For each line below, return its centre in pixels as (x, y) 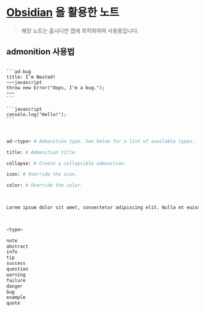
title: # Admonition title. (42, 152)
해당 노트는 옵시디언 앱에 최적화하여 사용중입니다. (80, 31)
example (16, 297)
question (17, 269)
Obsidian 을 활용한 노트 (63, 13)
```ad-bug (19, 72)
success (16, 264)
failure (16, 280)
